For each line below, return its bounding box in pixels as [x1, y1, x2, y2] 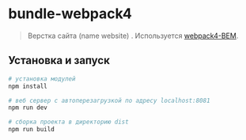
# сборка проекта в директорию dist [8, 118, 129, 127]
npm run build [8, 126, 55, 134]
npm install [8, 82, 47, 90]
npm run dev [8, 104, 47, 112]
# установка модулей [8, 74, 77, 83]
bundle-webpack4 [8, 5, 132, 23]
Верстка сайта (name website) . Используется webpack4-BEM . [27, 31, 239, 40]
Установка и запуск [8, 54, 111, 67]
